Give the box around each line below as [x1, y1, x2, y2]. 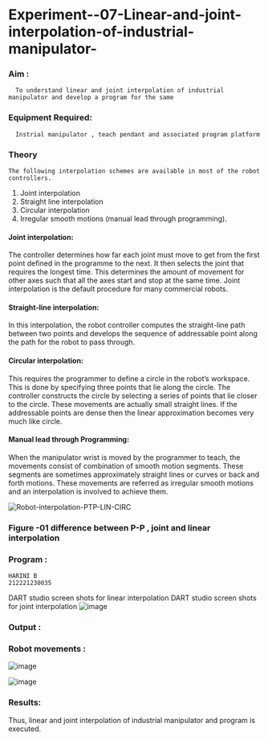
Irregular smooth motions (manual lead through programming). [19, 214, 227, 224]
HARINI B [8, 572, 38, 580]
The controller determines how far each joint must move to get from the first [8, 250, 260, 260]
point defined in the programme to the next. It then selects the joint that [8, 258, 245, 268]
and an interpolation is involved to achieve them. [8, 486, 169, 496]
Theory [8, 148, 38, 160]
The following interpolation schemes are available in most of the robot [8, 167, 261, 176]
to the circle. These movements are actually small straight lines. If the [8, 399, 238, 409]
